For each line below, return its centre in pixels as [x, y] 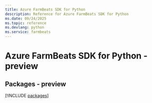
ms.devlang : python [25, 28]
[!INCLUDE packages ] [27, 96]
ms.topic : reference [26, 23]
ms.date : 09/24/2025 [26, 18]
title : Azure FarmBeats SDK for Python [45, 9]
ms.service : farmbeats [28, 32]
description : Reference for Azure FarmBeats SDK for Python [67, 14]
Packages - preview [36, 84]
